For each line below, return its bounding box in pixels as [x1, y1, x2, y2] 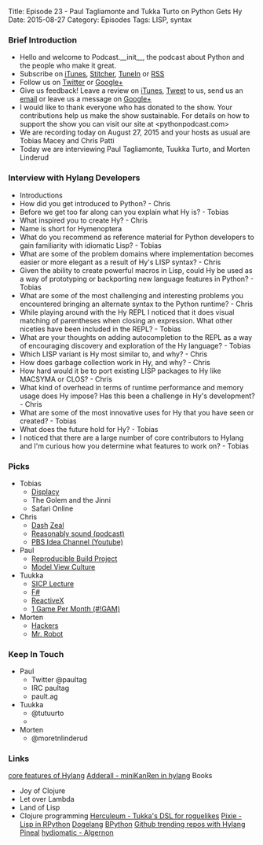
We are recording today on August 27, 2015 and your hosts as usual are [19, 127, 250, 137]
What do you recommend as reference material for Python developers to [19, 232, 255, 242]
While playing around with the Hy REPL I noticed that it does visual [19, 307, 235, 317]
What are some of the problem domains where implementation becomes [19, 249, 254, 258]
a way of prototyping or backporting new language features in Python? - [19, 274, 254, 283]
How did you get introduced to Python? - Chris [19, 198, 171, 208]
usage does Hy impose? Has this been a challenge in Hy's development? [19, 391, 255, 400]
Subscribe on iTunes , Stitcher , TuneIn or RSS [19, 69, 165, 79]
